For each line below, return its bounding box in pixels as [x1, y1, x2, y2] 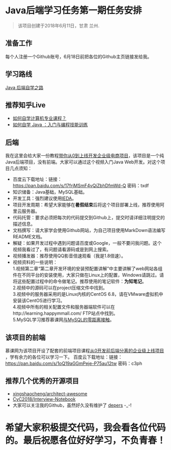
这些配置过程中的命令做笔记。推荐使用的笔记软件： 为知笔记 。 [17, 278, 147, 285]
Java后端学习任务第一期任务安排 [5, 5, 142, 16]
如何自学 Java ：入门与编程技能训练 [12, 122, 88, 128]
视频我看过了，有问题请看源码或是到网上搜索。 [12, 246, 111, 253]
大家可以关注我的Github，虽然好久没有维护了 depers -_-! [12, 402, 132, 408]
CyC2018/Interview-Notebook [12, 396, 76, 402]
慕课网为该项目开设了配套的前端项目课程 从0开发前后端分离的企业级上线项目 [5, 348, 164, 353]
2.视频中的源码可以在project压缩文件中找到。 [12, 285, 108, 291]
